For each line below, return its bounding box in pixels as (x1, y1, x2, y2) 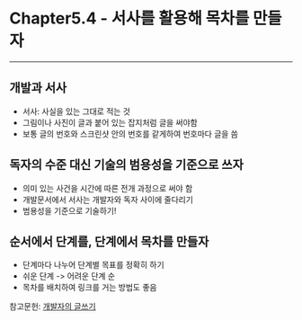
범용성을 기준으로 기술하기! (22, 205, 117, 216)
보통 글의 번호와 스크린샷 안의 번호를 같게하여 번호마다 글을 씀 (22, 128, 238, 139)
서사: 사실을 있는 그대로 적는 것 (22, 105, 130, 117)
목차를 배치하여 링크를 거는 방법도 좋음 (22, 282, 157, 293)
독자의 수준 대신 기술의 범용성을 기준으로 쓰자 (9, 157, 244, 173)
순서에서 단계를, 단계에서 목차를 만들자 (9, 234, 209, 249)
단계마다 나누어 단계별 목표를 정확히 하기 (22, 260, 164, 271)
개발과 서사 (9, 80, 67, 95)
